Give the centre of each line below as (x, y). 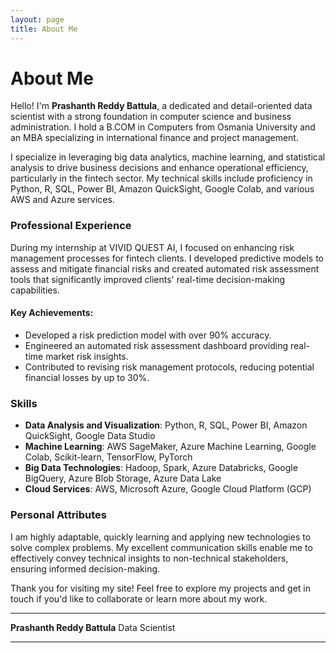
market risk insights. (87, 356)
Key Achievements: (52, 313)
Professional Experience (71, 226)
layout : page (37, 19)
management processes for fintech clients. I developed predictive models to (167, 258)
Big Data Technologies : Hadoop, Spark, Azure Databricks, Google (161, 468)
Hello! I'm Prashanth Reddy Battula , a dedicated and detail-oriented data (161, 106)
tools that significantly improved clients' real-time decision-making (148, 279)
